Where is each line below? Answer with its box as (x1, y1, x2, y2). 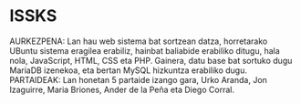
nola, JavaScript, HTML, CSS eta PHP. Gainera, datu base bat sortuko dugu (9, 55, 293, 66)
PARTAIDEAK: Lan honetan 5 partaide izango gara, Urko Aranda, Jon (9, 74, 267, 85)
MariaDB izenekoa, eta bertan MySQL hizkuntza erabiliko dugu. (9, 65, 248, 76)
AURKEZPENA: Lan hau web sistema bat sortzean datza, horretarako (9, 36, 268, 47)
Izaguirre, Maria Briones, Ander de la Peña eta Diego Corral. (9, 84, 235, 95)
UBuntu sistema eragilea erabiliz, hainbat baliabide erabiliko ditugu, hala (9, 45, 280, 56)
